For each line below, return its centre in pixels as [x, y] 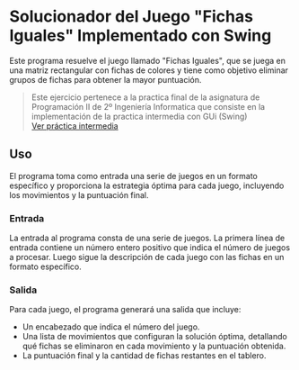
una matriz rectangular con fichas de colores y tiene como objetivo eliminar [149, 70]
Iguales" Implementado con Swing [141, 36]
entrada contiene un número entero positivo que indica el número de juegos [149, 248]
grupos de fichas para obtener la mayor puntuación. [106, 79]
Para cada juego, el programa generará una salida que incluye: [125, 310]
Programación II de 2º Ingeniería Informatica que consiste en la [148, 106]
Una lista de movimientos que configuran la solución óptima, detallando [154, 337]
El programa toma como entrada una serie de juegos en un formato [134, 176]
